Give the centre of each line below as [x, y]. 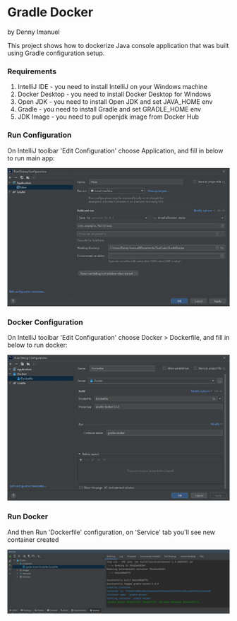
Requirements [32, 71]
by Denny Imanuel [34, 32]
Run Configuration [39, 135]
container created [33, 539]
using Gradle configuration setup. [56, 53]
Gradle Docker [50, 12]
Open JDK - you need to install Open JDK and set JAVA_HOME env [115, 102]
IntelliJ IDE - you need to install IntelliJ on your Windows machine [113, 87]
